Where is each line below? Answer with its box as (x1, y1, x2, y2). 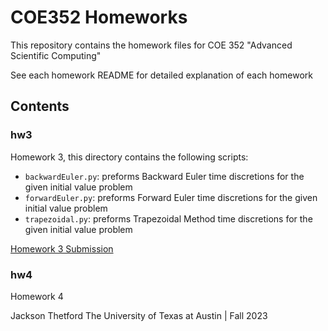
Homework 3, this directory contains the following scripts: (10, 151, 249, 163)
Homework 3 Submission (10, 242, 114, 255)
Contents (10, 98, 70, 115)
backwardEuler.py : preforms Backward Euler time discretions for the (24, 170, 305, 182)
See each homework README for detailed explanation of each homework (10, 69, 313, 81)
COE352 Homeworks (10, 6, 188, 29)
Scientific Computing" (10, 49, 102, 61)
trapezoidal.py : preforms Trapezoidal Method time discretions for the (24, 212, 313, 225)
